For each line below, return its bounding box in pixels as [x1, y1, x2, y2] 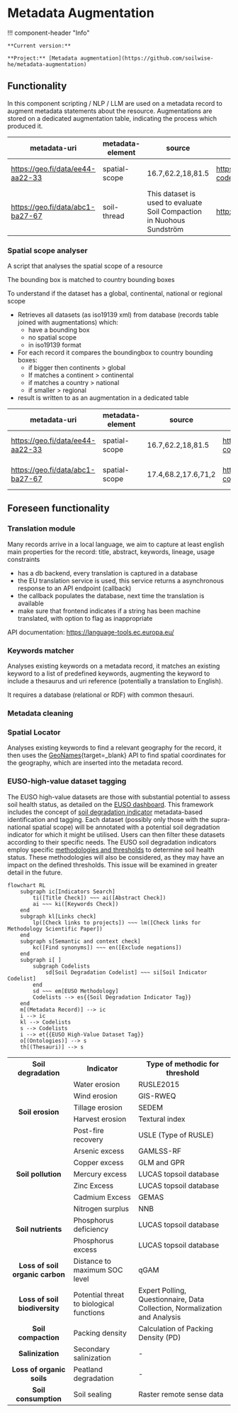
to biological [73, 1299, 115, 1309]
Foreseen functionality [7, 502, 110, 514]
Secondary [73, 1344, 110, 1354]
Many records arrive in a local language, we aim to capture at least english [7, 540, 225, 548]
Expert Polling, [137, 1285, 186, 1295]
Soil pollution [16, 1169, 62, 1179]
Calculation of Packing [137, 1323, 214, 1333]
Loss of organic [11, 1364, 66, 1374]
